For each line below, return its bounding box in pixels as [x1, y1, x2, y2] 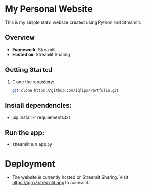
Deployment [5, 158, 56, 170]
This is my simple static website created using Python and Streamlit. [5, 19, 142, 25]
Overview [5, 34, 35, 42]
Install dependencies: [5, 101, 72, 110]
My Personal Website [5, 3, 93, 15]
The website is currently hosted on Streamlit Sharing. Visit [12, 174, 129, 180]
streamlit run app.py [12, 141, 52, 147]
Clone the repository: [12, 79, 55, 85]
